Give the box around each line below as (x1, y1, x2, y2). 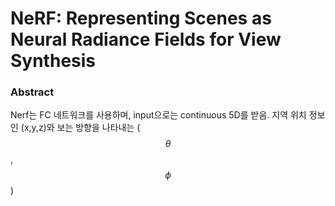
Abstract (10, 85, 55, 99)
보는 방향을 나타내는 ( (56, 122, 141, 134)
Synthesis (10, 50, 97, 72)
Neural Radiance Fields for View (10, 28, 282, 51)
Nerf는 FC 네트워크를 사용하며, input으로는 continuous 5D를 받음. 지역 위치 (10, 109, 307, 121)
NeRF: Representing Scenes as (10, 7, 272, 30)
